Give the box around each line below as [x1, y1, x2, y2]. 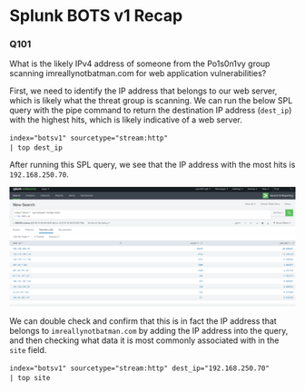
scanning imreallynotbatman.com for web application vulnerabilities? [9, 68, 267, 79]
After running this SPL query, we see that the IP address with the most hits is [9, 160, 296, 171]
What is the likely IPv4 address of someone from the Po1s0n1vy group [9, 58, 271, 69]
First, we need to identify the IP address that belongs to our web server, [9, 85, 278, 96]
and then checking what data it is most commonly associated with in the [9, 335, 280, 346]
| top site [9, 373, 51, 382]
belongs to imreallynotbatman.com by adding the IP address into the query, [9, 325, 289, 336]
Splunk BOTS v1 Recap [9, 5, 183, 26]
